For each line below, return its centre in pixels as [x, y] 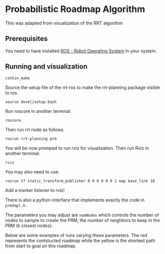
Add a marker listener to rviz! [35, 190]
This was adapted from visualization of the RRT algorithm [64, 23]
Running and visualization [46, 67]
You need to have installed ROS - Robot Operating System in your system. [81, 50]
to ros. [12, 92]
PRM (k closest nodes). [29, 225]
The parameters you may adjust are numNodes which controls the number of [82, 215]
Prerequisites [26, 39]
